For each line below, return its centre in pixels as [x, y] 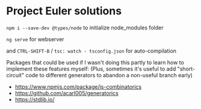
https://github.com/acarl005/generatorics [66, 93]
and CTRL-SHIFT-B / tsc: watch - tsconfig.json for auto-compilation [91, 51]
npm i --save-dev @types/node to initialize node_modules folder [85, 28]
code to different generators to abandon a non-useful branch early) [109, 75]
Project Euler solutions [64, 11]
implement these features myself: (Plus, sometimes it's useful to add [91, 69]
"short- [186, 69]
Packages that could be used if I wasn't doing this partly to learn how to [95, 62]
